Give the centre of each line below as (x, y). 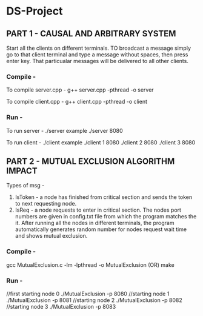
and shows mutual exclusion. (51, 236)
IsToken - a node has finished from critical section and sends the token (104, 197)
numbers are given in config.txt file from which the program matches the (106, 217)
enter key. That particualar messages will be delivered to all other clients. (98, 61)
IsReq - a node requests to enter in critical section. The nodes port (98, 210)
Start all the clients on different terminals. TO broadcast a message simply (99, 48)
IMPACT (22, 171)
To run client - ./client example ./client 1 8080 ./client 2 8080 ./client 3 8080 (101, 142)
